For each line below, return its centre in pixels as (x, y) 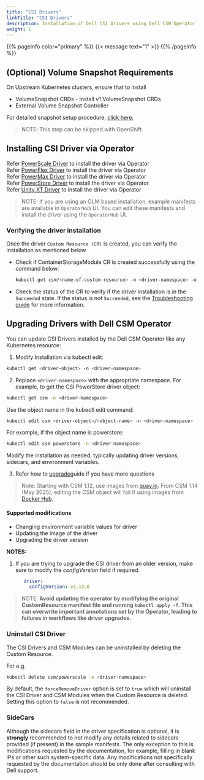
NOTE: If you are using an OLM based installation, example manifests (108, 201)
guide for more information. (50, 305)
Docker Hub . (37, 499)
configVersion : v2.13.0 (59, 587)
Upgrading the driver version (52, 539)
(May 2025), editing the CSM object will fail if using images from (102, 492)
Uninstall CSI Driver (36, 634)
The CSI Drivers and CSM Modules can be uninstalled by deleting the (94, 647)
